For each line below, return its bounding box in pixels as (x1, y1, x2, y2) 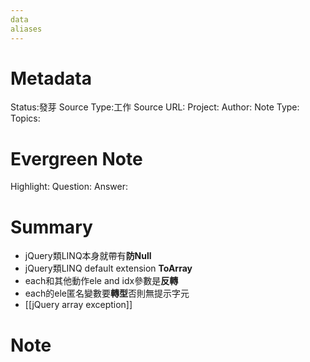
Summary (10, 216, 93, 238)
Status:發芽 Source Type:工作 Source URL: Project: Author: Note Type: (10, 101, 300, 113)
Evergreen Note (10, 147, 143, 170)
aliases (10, 24, 43, 34)
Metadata (10, 67, 92, 90)
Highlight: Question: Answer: (10, 181, 128, 193)
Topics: (10, 112, 41, 125)
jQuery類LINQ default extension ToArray (24, 262, 193, 275)
